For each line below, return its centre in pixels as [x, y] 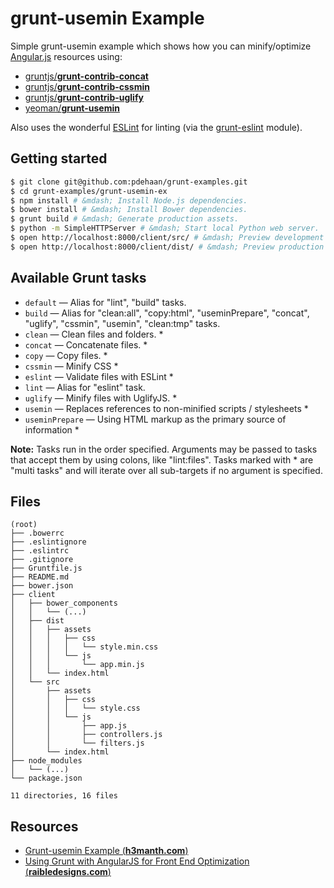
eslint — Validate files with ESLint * [99, 376]
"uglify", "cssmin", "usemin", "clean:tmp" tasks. [122, 323]
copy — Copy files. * [66, 355]
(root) [24, 525]
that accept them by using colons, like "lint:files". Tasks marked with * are [162, 459]
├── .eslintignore [48, 542]
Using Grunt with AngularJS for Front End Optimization [137, 861]
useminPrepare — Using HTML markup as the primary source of [155, 419]
